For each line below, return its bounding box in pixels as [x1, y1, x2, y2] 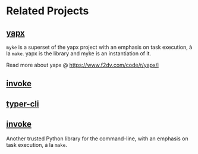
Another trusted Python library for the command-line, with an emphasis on [6, 135, 188, 142]
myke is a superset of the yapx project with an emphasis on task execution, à [6, 43, 193, 51]
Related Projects [6, 4, 89, 18]
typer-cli [6, 99, 39, 109]
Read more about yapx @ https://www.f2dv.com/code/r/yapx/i [6, 61, 159, 68]
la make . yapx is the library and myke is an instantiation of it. [6, 50, 152, 57]
